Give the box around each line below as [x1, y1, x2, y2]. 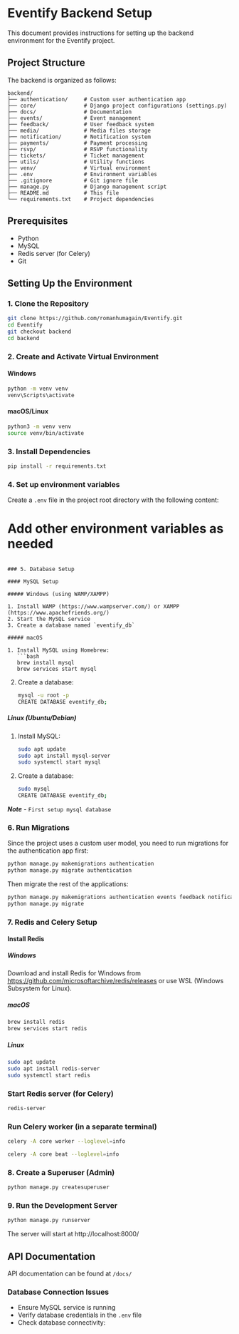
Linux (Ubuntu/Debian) [7, 714, 77, 722]
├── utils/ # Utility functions [7, 158, 144, 165]
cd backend [7, 334, 40, 342]
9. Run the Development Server [7, 1200, 118, 1210]
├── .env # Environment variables [7, 170, 158, 178]
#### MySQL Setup [7, 578, 59, 585]
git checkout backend [7, 328, 72, 335]
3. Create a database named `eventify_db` [7, 622, 135, 629]
